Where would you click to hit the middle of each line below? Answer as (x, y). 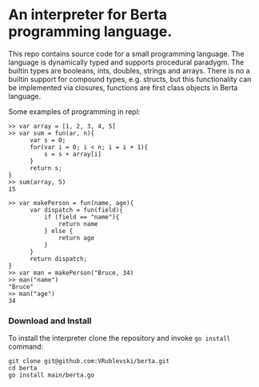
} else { (58, 231)
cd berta (23, 369)
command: (26, 347)
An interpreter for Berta (88, 15)
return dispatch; (58, 259)
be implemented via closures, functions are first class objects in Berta (123, 87)
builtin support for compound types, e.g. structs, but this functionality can (130, 79)
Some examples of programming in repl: (74, 111)
